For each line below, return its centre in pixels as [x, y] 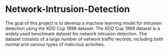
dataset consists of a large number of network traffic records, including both [84, 39]
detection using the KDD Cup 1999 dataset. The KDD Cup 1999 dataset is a [83, 28]
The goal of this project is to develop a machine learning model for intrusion [83, 23]
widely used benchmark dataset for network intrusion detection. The [76, 33]
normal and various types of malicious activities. [55, 44]
